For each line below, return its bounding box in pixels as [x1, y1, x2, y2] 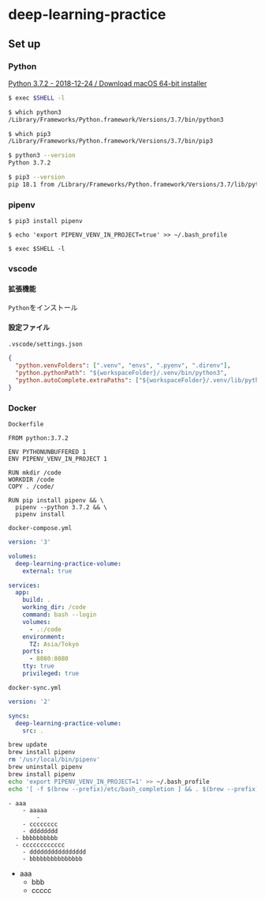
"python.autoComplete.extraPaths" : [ [15, 377, 140, 384]
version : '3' [8, 538, 51, 547]
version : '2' [8, 698, 51, 706]
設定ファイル [8, 322, 50, 331]
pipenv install [15, 510, 65, 519]
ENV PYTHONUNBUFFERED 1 [8, 449, 87, 456]
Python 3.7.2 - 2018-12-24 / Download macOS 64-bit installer [8, 78, 207, 88]
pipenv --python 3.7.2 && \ [15, 504, 108, 512]
